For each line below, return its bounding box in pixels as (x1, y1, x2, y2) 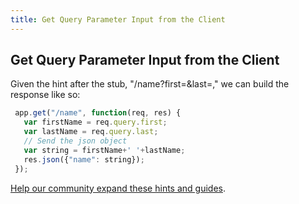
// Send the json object (23, 136, 128, 146)
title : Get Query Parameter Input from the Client (10, 14, 226, 25)
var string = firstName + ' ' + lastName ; (23, 145, 186, 155)
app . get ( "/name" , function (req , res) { (14, 108, 182, 118)
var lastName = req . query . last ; (23, 127, 159, 137)
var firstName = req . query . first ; (23, 117, 168, 128)
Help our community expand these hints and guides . (10, 182, 226, 194)
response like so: (10, 89, 81, 101)
